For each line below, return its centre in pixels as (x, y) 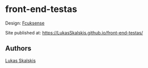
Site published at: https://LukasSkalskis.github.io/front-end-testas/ (74, 32)
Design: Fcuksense (25, 23)
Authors (18, 48)
